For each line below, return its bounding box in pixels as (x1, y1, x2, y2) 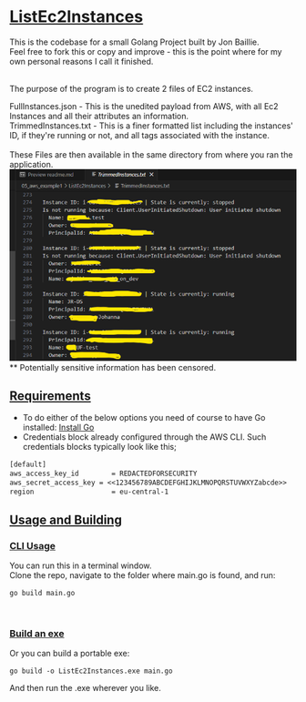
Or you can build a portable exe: (9, 648, 130, 659)
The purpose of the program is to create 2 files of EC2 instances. (9, 83, 253, 94)
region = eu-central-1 (9, 487, 169, 497)
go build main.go (9, 589, 76, 598)
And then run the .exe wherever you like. (9, 683, 162, 694)
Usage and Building (9, 512, 123, 527)
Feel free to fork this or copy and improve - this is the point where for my (9, 46, 282, 56)
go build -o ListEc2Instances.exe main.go (9, 666, 173, 676)
